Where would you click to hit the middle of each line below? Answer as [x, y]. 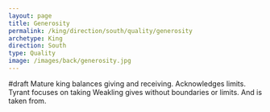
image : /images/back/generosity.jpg [70, 61]
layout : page [30, 16]
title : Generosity [39, 23]
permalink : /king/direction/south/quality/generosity [101, 31]
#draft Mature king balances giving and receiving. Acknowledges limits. [127, 83]
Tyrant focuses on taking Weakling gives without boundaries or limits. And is [135, 92]
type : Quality [32, 53]
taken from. [27, 101]
